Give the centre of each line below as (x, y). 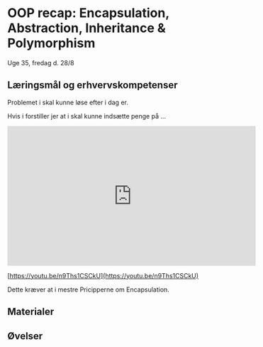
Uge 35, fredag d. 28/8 (41, 62)
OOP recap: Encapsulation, (88, 13)
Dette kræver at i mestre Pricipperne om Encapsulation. (89, 290)
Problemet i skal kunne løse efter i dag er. (68, 102)
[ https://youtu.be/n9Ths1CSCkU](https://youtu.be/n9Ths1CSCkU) (103, 275)
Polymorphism (51, 43)
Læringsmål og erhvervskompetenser (93, 86)
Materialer (31, 312)
